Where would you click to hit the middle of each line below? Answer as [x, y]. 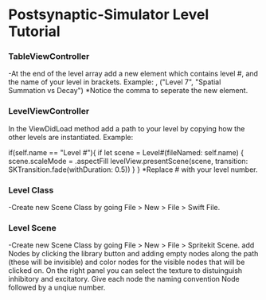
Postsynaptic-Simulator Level [109, 15]
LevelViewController [49, 111]
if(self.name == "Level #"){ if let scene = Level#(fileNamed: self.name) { [126, 152]
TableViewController [49, 56]
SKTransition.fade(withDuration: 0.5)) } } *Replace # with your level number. [133, 169]
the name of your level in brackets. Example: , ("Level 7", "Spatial [115, 82]
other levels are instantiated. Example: [71, 137]
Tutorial [35, 31]
